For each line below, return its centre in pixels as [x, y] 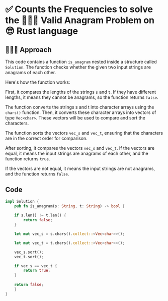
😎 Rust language [42, 31]
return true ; [37, 271]
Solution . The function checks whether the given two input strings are [78, 67]
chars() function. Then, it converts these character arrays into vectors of [81, 112]
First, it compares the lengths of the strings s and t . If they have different [81, 92]
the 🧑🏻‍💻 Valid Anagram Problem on [80, 20]
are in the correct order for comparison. [47, 138]
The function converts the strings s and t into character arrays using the [80, 107]
